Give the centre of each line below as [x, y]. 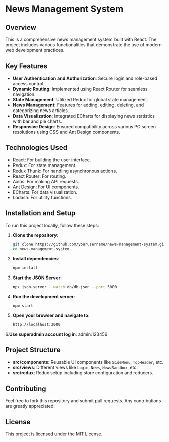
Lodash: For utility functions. [42, 197]
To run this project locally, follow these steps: [52, 226]
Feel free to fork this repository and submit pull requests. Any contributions [83, 401]
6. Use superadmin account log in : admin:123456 [57, 334]
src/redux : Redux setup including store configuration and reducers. [83, 373]
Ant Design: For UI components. [46, 187]
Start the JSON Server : [37, 278]
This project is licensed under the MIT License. [54, 434]
